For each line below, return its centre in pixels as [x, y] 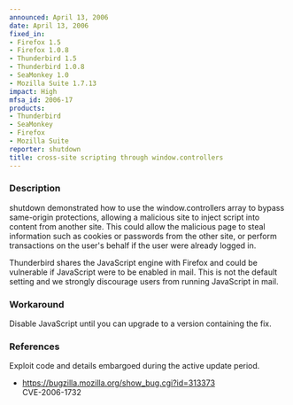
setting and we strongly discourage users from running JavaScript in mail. [144, 281]
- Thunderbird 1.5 [43, 58]
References [35, 347]
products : [27, 108]
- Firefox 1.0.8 [39, 51]
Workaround [37, 304]
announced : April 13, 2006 [59, 17]
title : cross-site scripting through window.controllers [116, 157]
